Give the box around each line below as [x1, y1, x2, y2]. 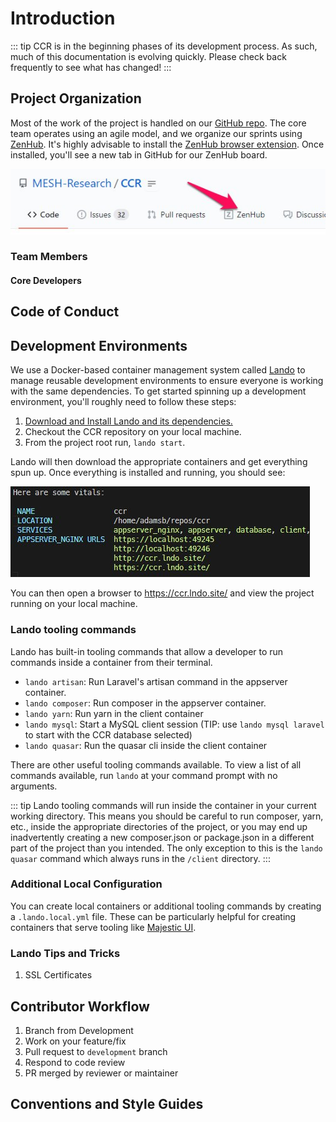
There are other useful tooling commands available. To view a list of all [10, 758, 302, 771]
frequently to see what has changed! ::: [10, 61, 172, 73]
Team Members [10, 250, 88, 264]
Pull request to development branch [24, 1045, 168, 1057]
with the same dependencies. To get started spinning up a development [10, 385, 307, 397]
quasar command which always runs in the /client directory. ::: [10, 852, 271, 864]
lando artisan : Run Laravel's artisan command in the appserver [24, 675, 288, 687]
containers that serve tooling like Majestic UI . [10, 921, 197, 933]
